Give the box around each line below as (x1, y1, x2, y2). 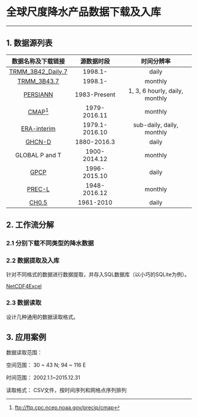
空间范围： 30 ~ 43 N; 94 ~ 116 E (6, 361, 87, 368)
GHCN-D (25, 137, 51, 146)
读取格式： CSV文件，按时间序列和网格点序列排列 (6, 387, 127, 394)
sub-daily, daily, (133, 121, 179, 129)
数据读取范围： (6, 349, 42, 356)
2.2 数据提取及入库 (6, 256, 60, 264)
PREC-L (27, 185, 50, 193)
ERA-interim (21, 124, 56, 132)
